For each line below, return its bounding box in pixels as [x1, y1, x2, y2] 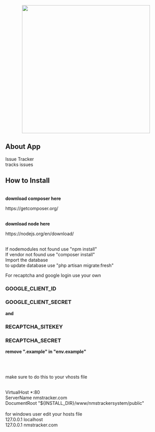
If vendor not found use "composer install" [5, 251, 95, 257]
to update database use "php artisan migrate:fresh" [5, 262, 114, 269]
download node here [5, 220, 50, 227]
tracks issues [5, 161, 33, 168]
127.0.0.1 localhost [5, 417, 43, 423]
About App [5, 142, 41, 151]
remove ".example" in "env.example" [5, 348, 86, 355]
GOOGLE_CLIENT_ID [5, 285, 57, 292]
